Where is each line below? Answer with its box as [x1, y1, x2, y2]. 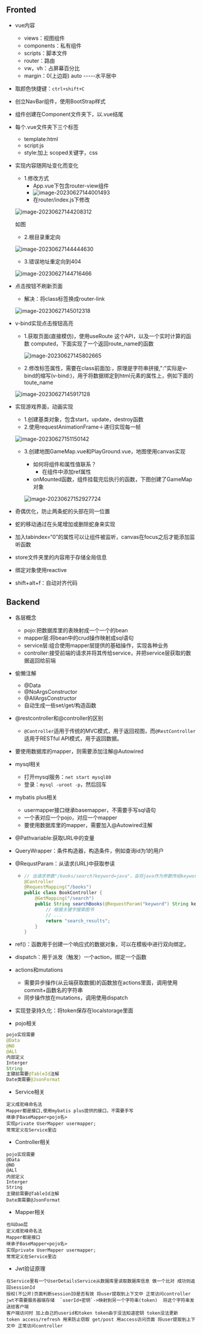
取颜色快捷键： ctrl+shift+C [14, 84, 85, 92]
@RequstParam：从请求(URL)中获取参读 [14, 860, 115, 867]
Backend [6, 597, 40, 608]
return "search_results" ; [45, 917, 111, 924]
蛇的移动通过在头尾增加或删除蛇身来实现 [14, 520, 115, 527]
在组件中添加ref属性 [41, 468, 91, 475]
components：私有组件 [23, 42, 82, 49]
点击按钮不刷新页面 [14, 282, 63, 289]
